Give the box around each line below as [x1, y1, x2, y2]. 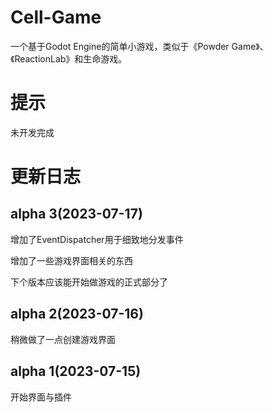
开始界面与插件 [10, 391, 72, 403]
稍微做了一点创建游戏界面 [10, 333, 116, 345]
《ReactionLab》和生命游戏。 [10, 52, 128, 65]
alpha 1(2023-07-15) [10, 363, 142, 380]
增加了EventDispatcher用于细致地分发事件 [10, 233, 184, 245]
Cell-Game [10, 6, 102, 29]
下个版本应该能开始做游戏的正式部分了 [10, 276, 168, 288]
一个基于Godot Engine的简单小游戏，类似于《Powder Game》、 [10, 40, 269, 52]
